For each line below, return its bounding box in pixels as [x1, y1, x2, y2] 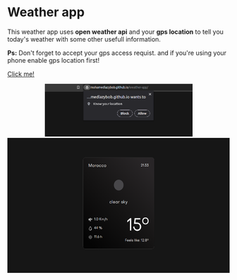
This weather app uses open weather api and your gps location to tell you [7, 27, 224, 36]
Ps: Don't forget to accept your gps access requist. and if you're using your [7, 49, 227, 57]
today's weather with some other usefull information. [7, 34, 161, 43]
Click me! [7, 70, 35, 78]
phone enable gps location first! [7, 56, 100, 64]
